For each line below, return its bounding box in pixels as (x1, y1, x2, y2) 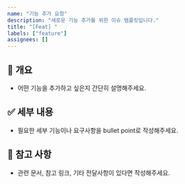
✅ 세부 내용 (7, 106, 54, 118)
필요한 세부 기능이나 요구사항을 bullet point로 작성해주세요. (17, 126, 179, 134)
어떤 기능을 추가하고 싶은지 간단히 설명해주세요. (17, 83, 147, 92)
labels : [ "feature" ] (7, 29, 68, 37)
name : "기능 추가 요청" (7, 10, 68, 17)
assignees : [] (7, 36, 49, 43)
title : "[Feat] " (7, 23, 58, 30)
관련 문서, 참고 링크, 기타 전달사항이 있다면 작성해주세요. (17, 169, 170, 177)
